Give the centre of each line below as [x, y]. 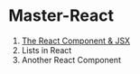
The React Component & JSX [76, 41]
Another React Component [71, 60]
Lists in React [47, 50]
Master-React [61, 16]
